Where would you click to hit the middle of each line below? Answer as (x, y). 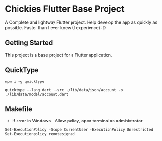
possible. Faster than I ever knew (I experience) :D (55, 27)
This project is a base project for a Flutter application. (59, 55)
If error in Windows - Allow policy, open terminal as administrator (77, 121)
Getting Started (29, 43)
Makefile (19, 109)
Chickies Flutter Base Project (65, 9)
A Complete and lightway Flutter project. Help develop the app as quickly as (81, 22)
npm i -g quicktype (25, 81)
